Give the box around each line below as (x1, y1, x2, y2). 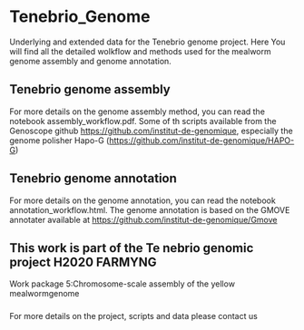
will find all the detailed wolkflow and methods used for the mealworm (9, 45, 271, 56)
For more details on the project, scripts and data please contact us (9, 311, 259, 322)
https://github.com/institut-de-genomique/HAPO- (108, 134, 295, 146)
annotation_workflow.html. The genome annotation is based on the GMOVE (9, 204, 290, 215)
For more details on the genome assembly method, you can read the (9, 106, 266, 117)
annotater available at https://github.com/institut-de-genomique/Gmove (9, 214, 278, 225)
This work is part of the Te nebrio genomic (9, 240, 254, 256)
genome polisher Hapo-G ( (9, 134, 110, 146)
